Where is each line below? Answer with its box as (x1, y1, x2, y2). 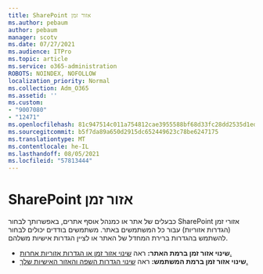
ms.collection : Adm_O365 (8, 84, 89, 92)
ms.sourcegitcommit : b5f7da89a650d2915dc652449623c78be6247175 (8, 128, 219, 135)
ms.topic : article (8, 56, 68, 63)
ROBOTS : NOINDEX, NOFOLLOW (8, 70, 96, 78)
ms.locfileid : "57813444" (8, 157, 92, 165)
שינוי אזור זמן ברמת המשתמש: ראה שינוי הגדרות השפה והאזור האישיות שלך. (19, 257, 249, 266)
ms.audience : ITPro (8, 48, 72, 56)
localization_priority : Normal (8, 77, 110, 85)
